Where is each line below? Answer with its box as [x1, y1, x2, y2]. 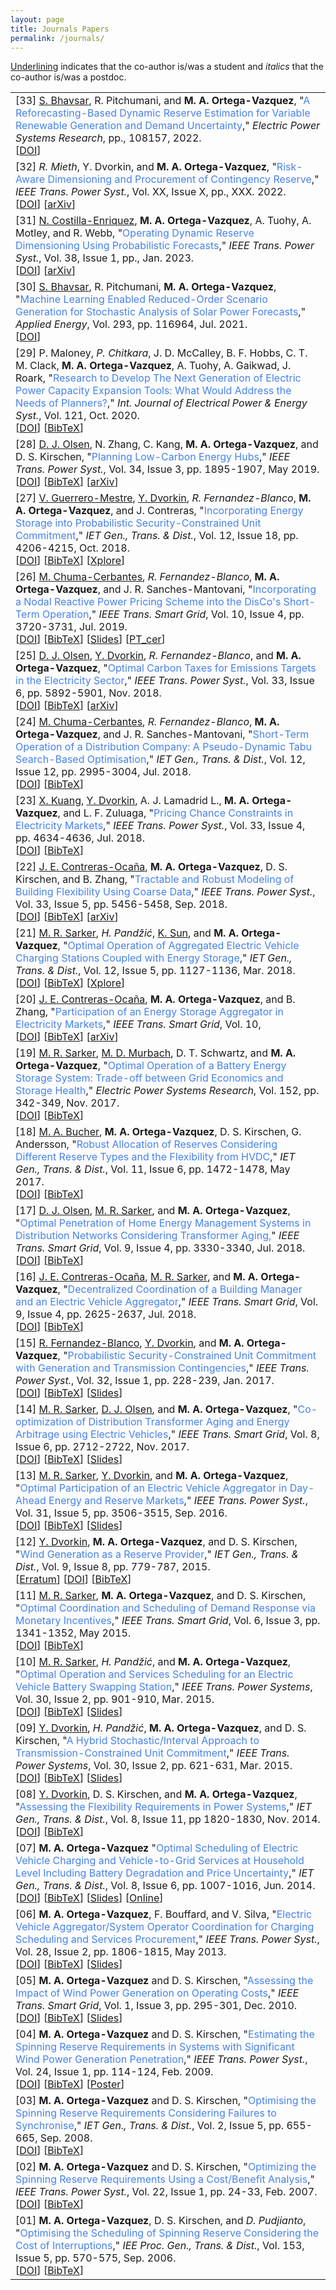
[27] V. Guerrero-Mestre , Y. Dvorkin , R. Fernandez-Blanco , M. [15, 491, 312, 505]
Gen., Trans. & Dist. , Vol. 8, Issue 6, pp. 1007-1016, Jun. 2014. [15, 1879, 316, 1893]
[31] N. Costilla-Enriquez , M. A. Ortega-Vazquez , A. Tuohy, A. [15, 214, 312, 228]
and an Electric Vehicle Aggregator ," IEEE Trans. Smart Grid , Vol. [15, 1295, 319, 1309]
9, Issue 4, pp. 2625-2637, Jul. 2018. [15, 1307, 197, 1321]
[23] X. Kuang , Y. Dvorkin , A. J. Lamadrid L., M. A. [15, 794, 250, 808]
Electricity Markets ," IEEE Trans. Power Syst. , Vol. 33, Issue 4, [15, 819, 306, 833]
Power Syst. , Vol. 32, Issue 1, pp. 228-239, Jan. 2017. [15, 1374, 275, 1388]
